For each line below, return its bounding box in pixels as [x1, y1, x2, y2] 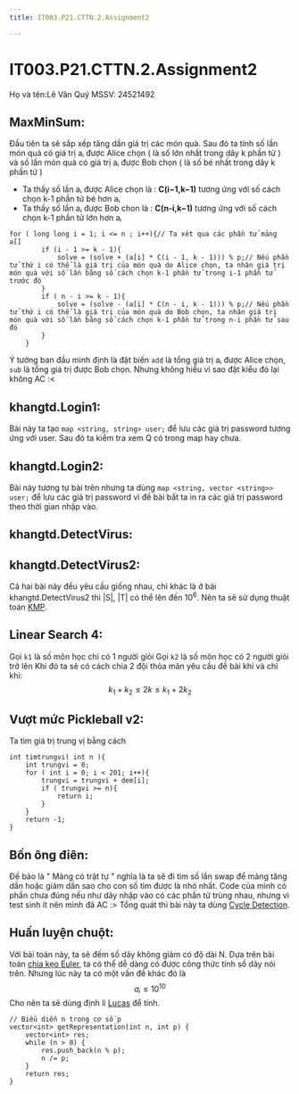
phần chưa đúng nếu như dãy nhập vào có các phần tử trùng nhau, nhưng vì [9, 890, 290, 901]
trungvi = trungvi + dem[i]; [41, 776, 150, 785]
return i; [56, 791, 94, 801]
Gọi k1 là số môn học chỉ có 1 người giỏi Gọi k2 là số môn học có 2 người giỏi [9, 651, 289, 661]
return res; [25, 1069, 70, 1078]
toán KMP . [9, 601, 47, 612]
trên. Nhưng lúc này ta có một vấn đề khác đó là [9, 967, 187, 978]
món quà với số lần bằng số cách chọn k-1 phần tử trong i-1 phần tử [9, 269, 274, 278]
